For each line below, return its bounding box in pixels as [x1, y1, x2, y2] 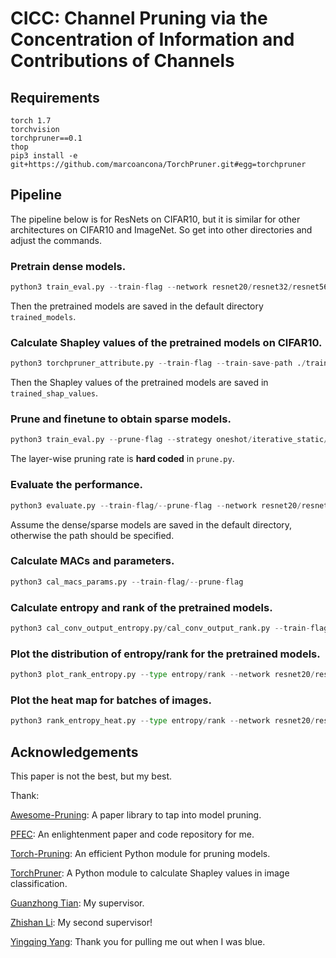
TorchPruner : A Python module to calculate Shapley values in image [10, 867, 290, 879]
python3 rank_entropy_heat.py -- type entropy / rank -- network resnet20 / [10, 716, 315, 726]
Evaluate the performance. [10, 478, 143, 492]
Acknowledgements [10, 743, 139, 761]
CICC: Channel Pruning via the [10, 7, 268, 30]
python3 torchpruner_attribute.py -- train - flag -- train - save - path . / [10, 358, 307, 369]
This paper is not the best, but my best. [10, 770, 173, 782]
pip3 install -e [10, 151, 78, 161]
